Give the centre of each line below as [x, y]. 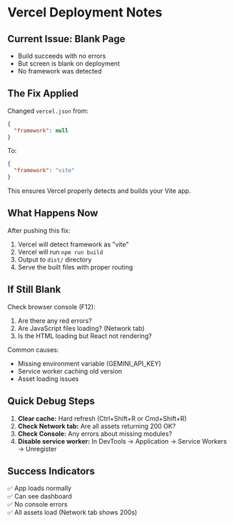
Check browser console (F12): [51, 307]
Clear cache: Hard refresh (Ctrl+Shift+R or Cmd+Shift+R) [102, 418]
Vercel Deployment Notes [85, 13]
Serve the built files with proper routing [75, 267]
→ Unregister [37, 449]
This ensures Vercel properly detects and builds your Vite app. [99, 191]
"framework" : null [41, 130]
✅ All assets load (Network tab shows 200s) [72, 512]
